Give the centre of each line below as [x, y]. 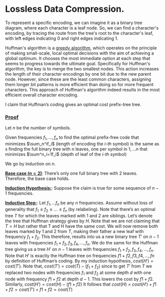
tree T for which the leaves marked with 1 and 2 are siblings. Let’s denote [79, 215]
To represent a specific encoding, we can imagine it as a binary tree [74, 23]
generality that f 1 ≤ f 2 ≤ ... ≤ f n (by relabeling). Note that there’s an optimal [80, 210]
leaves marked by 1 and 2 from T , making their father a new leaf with [74, 231]
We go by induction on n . [30, 164]
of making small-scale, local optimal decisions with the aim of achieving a [80, 53]
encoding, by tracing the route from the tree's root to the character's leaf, [79, 33]
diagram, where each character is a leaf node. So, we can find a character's [82, 28]
